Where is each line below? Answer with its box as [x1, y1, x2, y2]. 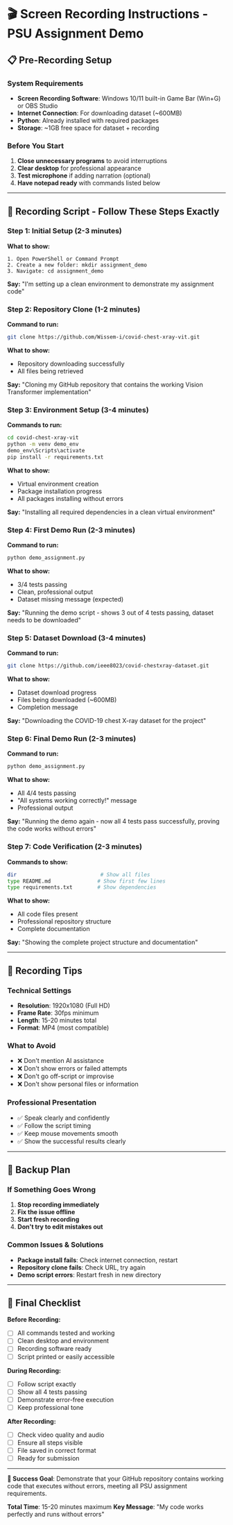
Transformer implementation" [7, 388, 92, 396]
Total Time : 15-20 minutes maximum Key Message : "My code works [7, 1503, 204, 1511]
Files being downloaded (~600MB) [17, 696, 117, 704]
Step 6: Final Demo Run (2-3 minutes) [7, 734, 137, 744]
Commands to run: [7, 421, 62, 429]
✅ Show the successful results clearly [17, 1136, 126, 1145]
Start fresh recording [17, 1216, 80, 1224]
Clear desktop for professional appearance [17, 164, 142, 173]
